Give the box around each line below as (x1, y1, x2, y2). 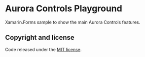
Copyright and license (5, 33, 75, 42)
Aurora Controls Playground (5, 3, 122, 14)
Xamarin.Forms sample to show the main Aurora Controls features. (5, 19, 141, 25)
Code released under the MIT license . (5, 46, 82, 52)
